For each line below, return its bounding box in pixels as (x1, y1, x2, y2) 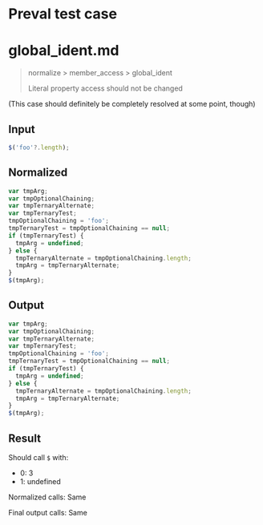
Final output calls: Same (8, 508, 88, 517)
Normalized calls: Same (8, 492, 87, 502)
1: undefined (19, 477, 62, 486)
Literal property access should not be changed (27, 83, 183, 93)
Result (8, 431, 42, 445)
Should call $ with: (8, 453, 69, 462)
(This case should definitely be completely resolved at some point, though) (8, 99, 256, 109)
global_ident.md (8, 42, 119, 60)
